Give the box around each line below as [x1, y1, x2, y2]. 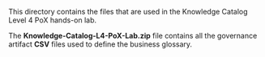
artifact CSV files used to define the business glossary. [8, 39, 193, 49]
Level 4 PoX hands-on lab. [8, 15, 97, 25]
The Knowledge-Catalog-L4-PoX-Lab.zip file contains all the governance [8, 31, 258, 40]
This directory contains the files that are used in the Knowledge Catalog [8, 7, 249, 16]
